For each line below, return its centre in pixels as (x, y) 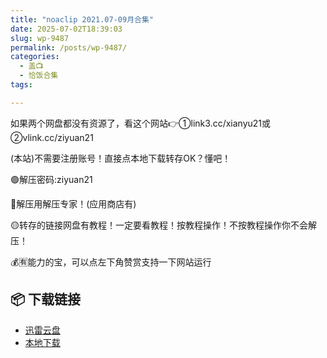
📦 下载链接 (46, 299)
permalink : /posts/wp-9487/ (69, 47)
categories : (35, 57)
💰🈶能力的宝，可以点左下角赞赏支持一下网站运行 (111, 262)
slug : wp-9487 (40, 38)
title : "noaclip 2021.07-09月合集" (82, 19)
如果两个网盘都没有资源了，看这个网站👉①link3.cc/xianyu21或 (141, 123)
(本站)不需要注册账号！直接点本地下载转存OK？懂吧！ (121, 158)
